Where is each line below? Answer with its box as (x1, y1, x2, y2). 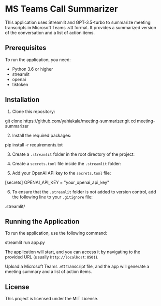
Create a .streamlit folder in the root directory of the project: (12, 151, 135, 157)
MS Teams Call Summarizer (5, 3, 118, 15)
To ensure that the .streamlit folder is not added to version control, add (12, 189, 156, 194)
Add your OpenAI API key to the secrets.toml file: (12, 170, 111, 176)
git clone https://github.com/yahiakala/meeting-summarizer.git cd (5, 118, 136, 124)
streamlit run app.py (5, 240, 45, 245)
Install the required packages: (12, 132, 72, 138)
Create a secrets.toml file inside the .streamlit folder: (12, 161, 121, 166)
